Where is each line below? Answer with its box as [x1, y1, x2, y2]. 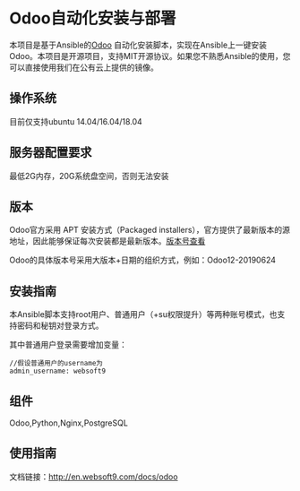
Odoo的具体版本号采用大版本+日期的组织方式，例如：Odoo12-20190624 [9, 254, 276, 265]
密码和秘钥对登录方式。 [16, 320, 104, 332]
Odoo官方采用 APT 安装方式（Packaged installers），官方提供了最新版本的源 [9, 225, 291, 236]
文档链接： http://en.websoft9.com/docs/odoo [9, 471, 178, 482]
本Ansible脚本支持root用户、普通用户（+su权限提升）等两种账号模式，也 [9, 309, 278, 320]
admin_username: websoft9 [9, 366, 106, 376]
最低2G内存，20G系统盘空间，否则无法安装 [9, 170, 169, 181]
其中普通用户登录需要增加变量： [9, 340, 127, 350]
